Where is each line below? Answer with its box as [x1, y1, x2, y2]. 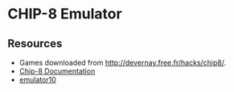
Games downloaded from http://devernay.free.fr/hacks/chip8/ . [18, 58, 227, 67]
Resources [7, 37, 63, 50]
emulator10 [18, 75, 57, 84]
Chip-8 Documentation [18, 66, 96, 76]
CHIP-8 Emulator [7, 5, 122, 23]
